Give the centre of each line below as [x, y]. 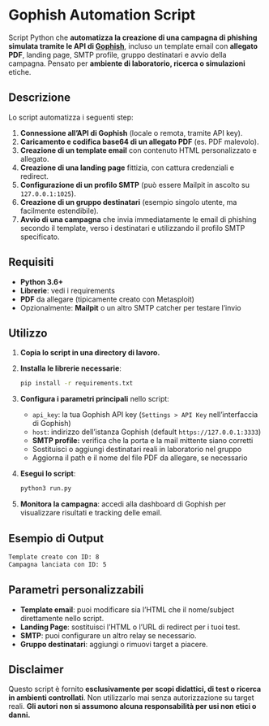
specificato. [40, 237]
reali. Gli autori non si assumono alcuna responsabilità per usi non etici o [132, 706]
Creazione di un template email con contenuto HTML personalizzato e [138, 150]
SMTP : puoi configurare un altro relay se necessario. [108, 635]
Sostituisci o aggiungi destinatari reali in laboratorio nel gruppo [137, 450]
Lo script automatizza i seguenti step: [71, 117]
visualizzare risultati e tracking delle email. [91, 513]
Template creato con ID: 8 [54, 557]
